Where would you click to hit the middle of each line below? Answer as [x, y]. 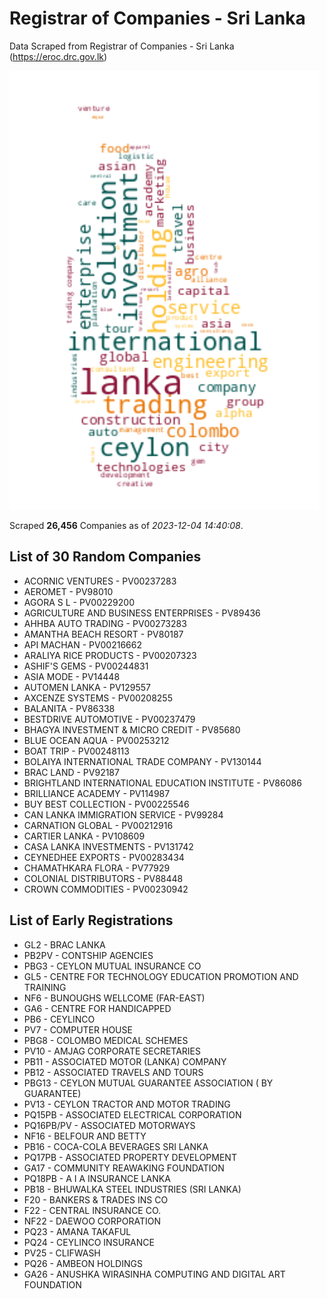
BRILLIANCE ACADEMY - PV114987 [97, 793]
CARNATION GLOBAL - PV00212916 [98, 825]
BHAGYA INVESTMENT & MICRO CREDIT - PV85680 [132, 729]
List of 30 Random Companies [105, 557]
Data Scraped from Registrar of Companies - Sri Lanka [122, 46]
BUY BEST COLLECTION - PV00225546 [106, 804]
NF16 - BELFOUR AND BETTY [85, 1136]
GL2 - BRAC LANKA [64, 944]
